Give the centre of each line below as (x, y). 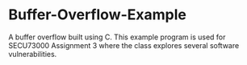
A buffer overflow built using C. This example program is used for (117, 37)
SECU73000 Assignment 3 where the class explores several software (124, 45)
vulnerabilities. (33, 54)
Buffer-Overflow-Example (98, 15)
